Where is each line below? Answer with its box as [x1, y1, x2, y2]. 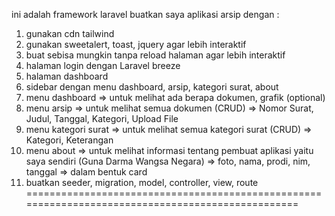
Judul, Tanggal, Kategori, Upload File [25, 113, 179, 124]
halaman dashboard [25, 70, 109, 82]
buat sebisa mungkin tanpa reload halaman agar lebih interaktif [25, 49, 286, 61]
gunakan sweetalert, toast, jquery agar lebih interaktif [25, 39, 247, 50]
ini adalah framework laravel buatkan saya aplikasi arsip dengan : [11, 9, 280, 20]
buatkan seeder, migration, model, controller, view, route [25, 177, 259, 188]
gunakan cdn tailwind [25, 28, 115, 39]
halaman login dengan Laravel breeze [25, 60, 181, 71]
